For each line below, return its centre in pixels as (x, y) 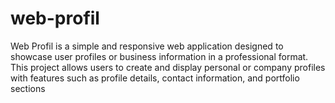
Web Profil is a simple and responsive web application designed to (147, 46)
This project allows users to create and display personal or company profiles (168, 67)
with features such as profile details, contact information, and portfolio (155, 78)
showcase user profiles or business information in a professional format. (159, 56)
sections (28, 88)
